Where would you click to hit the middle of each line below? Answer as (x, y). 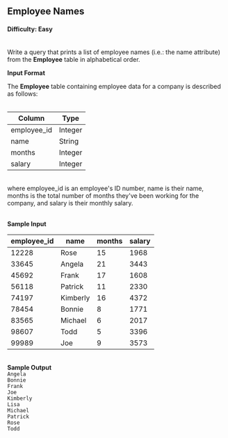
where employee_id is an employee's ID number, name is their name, (105, 188)
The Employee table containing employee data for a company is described (114, 86)
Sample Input (27, 224)
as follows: (23, 94)
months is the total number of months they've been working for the (103, 195)
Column (32, 118)
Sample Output (30, 367)
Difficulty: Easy (30, 29)
